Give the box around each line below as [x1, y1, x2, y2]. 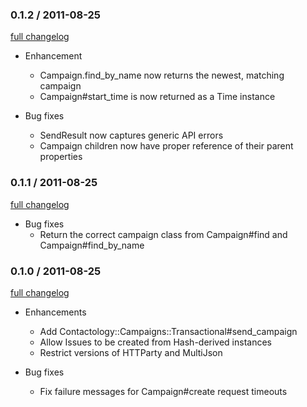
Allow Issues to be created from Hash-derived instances [39, 336, 273, 348]
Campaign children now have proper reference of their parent [39, 140, 294, 152]
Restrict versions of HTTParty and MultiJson [39, 346, 223, 358]
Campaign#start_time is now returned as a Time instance [39, 91, 276, 103]
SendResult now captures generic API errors [39, 129, 224, 142]
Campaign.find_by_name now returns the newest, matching [39, 69, 285, 82]
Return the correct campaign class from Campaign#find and [39, 228, 288, 240]
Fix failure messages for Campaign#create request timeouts [39, 385, 288, 397]
